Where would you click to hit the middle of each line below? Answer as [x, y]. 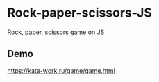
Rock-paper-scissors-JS [80, 13]
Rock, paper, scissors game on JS [56, 32]
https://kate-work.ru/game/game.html [61, 70]
